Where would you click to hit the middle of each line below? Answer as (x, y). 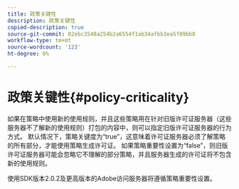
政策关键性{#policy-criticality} (99, 98)
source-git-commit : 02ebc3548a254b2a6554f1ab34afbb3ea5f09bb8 (101, 34)
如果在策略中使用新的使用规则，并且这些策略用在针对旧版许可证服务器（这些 (119, 118)
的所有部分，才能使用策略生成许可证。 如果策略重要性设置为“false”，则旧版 (118, 145)
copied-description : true (46, 27)
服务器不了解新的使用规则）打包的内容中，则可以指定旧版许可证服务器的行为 (119, 127)
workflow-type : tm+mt (39, 41)
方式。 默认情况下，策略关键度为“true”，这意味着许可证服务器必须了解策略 (117, 136)
